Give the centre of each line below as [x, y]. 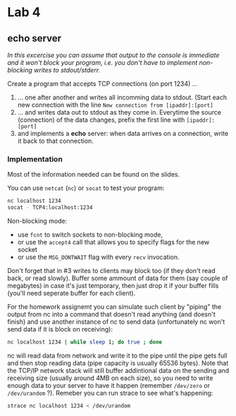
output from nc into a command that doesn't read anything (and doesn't [112, 315]
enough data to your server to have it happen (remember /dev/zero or [108, 385]
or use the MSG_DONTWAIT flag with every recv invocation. [98, 257]
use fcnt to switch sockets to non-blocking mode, [90, 235]
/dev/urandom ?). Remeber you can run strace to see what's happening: [110, 393]
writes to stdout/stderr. [67, 70]
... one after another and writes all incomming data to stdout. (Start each [122, 97]
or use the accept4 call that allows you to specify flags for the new [113, 242]
